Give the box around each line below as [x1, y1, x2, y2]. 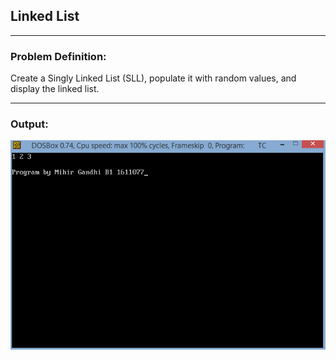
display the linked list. [10, 83, 100, 95]
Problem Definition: [10, 49, 107, 63]
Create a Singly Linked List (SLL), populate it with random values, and [10, 72, 297, 84]
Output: [10, 117, 49, 131]
